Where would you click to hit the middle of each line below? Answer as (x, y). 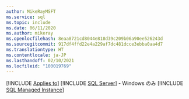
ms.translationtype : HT (35, 50)
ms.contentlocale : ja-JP (36, 55)
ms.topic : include (28, 22)
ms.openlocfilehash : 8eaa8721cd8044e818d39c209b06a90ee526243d (85, 39)
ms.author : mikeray (30, 33)
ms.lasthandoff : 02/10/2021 (40, 60)
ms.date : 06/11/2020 (31, 28)
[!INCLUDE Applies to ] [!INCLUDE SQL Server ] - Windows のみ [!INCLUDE (95, 83)
